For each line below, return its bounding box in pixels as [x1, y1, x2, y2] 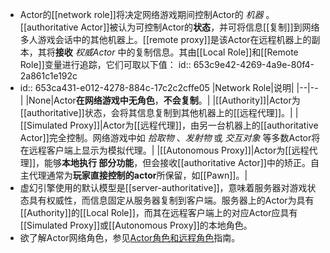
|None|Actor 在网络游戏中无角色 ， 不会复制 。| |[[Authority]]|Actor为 [25, 94, 301, 106]
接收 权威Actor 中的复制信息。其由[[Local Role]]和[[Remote [54, 46, 299, 58]
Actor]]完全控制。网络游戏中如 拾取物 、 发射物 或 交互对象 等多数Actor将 [19, 132, 321, 143]
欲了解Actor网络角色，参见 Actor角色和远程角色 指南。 [19, 232, 241, 243]
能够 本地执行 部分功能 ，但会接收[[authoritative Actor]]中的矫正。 [44, 157, 311, 168]
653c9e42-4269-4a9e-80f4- [193, 59, 315, 70]
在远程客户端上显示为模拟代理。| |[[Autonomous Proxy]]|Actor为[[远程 [19, 144, 310, 156]
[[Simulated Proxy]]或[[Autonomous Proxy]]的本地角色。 [19, 219, 253, 231]
